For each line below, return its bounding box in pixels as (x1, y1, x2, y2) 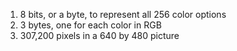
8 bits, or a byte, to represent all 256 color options (19, 9, 227, 20)
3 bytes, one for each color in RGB (19, 19, 162, 31)
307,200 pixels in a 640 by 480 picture (19, 30, 180, 41)
